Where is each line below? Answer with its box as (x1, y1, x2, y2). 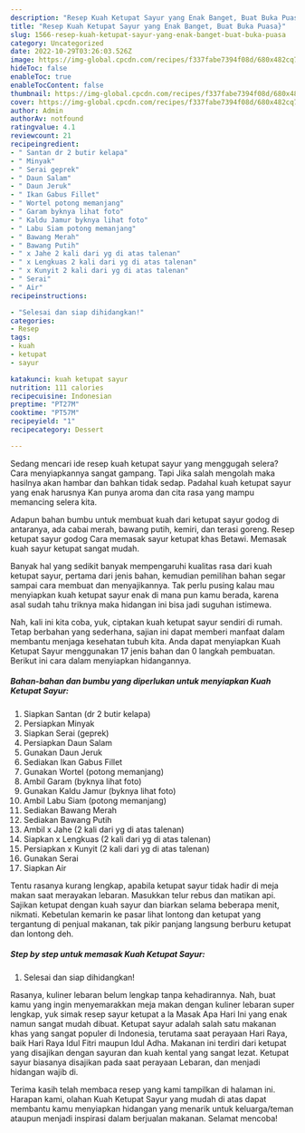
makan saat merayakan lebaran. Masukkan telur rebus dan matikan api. (10, 889, 276, 900)
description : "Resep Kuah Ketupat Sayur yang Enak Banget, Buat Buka (10, 13, 279, 23)
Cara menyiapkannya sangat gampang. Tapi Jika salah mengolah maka (10, 468, 275, 479)
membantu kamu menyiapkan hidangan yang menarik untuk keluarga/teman (10, 1103, 294, 1114)
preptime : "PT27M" (10, 400, 80, 409)
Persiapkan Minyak (23, 718, 95, 729)
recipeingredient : (10, 140, 80, 149)
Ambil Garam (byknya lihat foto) (23, 776, 142, 787)
